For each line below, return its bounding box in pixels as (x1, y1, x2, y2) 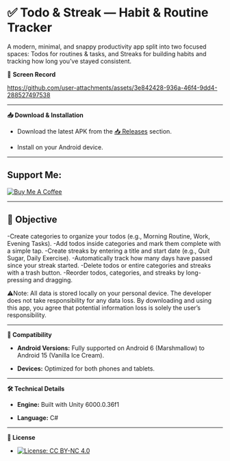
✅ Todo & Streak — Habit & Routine (7, 5, 209, 21)
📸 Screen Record (7, 70, 56, 78)
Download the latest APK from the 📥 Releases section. (16, 127, 172, 135)
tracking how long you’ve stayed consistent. (7, 57, 132, 65)
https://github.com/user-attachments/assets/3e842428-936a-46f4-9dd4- (7, 84, 218, 92)
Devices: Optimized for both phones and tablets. (16, 364, 155, 373)
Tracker (7, 20, 53, 36)
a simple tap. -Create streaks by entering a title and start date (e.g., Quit (7, 247, 210, 255)
